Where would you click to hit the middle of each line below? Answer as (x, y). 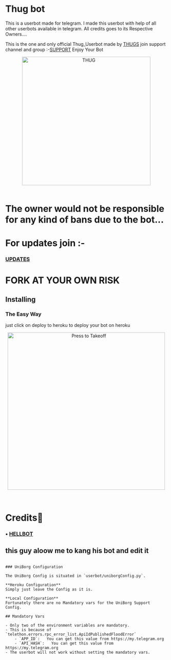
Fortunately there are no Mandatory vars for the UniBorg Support (78, 603)
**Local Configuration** (32, 599)
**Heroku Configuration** (33, 585)
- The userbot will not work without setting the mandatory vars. (78, 653)
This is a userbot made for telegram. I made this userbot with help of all (81, 23)
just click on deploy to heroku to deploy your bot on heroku (68, 325)
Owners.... (16, 34)
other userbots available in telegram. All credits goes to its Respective (79, 28)
